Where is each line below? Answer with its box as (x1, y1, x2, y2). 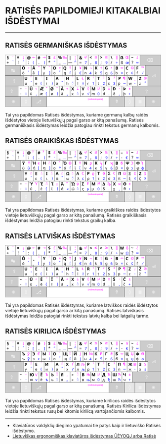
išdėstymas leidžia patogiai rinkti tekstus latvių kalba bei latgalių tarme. (5, 313, 150, 319)
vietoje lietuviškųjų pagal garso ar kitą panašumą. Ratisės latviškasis (5, 307, 144, 313)
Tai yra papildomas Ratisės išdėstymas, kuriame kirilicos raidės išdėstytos (5, 397, 156, 403)
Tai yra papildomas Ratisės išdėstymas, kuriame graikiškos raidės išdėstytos (5, 207, 161, 213)
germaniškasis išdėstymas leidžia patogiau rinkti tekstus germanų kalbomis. (5, 122, 160, 128)
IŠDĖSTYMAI (5, 15, 60, 27)
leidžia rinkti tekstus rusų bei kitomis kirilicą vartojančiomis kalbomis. (5, 408, 145, 414)
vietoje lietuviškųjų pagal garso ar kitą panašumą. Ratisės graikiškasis (5, 212, 147, 218)
